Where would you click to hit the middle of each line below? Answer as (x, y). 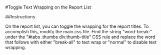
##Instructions (20, 17)
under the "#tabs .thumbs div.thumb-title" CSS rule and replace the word (80, 37)
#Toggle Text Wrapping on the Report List (48, 7)
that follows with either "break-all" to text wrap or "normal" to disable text (81, 42)
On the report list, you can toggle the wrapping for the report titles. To (77, 26)
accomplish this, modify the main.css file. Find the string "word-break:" (79, 31)
